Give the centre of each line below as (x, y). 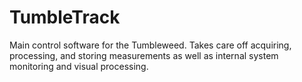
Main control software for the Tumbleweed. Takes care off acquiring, (150, 45)
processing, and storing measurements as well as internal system (144, 55)
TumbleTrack (65, 17)
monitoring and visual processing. (79, 66)
